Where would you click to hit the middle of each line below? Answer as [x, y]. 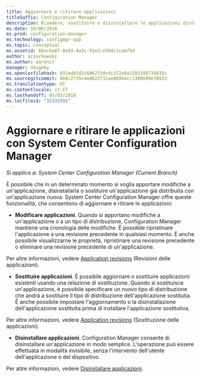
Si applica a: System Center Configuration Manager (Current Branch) [92, 173]
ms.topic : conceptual [33, 46]
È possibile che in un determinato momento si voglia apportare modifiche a [98, 184]
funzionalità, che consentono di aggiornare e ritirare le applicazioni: [89, 203]
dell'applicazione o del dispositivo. [57, 356]
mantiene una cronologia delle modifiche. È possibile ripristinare [94, 228]
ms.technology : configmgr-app [44, 40]
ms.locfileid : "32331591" [38, 101]
